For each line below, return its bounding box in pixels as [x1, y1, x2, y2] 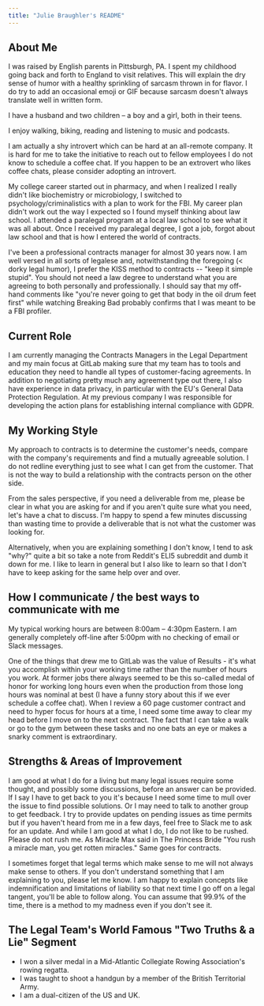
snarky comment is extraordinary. [8, 732, 117, 741]
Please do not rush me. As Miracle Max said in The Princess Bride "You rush [8, 834, 256, 844]
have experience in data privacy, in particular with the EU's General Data [8, 384, 244, 394]
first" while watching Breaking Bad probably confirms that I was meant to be [8, 298, 256, 308]
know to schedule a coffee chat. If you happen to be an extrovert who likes [8, 158, 251, 168]
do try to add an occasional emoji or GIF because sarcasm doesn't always [8, 87, 248, 96]
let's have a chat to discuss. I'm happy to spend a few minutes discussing [8, 511, 247, 520]
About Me [8, 41, 58, 55]
